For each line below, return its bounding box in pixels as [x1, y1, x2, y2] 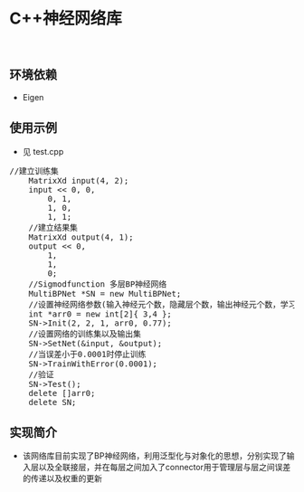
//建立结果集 [28, 222, 79, 232]
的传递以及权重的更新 [22, 473, 102, 484]
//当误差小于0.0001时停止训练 [28, 349, 147, 359]
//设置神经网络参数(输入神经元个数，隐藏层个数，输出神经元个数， [28, 299, 280, 309]
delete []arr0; [28, 388, 96, 398]
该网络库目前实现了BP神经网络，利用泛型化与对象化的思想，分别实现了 [22, 450, 287, 461]
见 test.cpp [22, 146, 64, 156]
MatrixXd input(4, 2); [28, 175, 129, 185]
